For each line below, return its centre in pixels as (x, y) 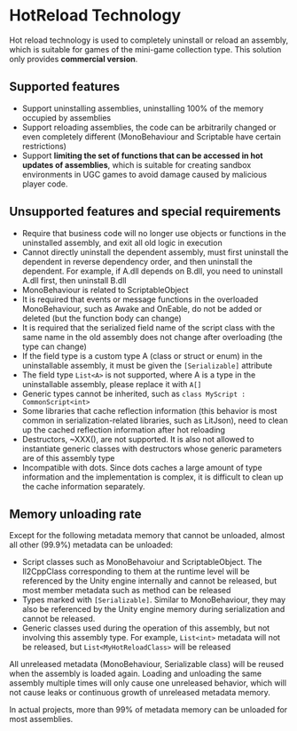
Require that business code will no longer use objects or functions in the (154, 233)
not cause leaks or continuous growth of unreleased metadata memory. (140, 693)
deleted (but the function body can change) (102, 318)
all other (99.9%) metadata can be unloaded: (91, 545)
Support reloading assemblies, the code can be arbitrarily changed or (149, 127)
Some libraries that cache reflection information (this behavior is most (149, 410)
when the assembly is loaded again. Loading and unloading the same (136, 674)
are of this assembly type (68, 457)
